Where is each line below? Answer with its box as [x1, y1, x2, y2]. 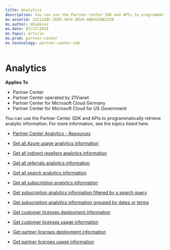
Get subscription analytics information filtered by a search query [12, 189, 147, 196]
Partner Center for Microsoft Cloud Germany [12, 100, 106, 106]
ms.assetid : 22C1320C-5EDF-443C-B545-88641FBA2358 [5, 17, 114, 22]
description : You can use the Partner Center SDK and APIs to [5, 12, 139, 17]
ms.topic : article [5, 31, 44, 36]
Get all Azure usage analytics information [12, 140, 99, 146]
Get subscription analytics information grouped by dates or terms [12, 199, 149, 205]
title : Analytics [5, 7, 42, 13]
